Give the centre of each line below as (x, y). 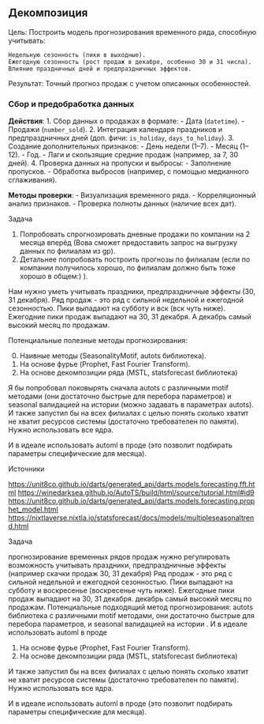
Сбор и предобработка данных (71, 104)
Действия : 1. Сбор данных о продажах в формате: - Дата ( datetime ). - (126, 121)
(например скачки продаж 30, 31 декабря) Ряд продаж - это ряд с (121, 574)
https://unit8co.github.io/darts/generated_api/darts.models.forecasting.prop (132, 501)
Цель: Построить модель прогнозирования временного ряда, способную (132, 32)
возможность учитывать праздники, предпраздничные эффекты (117, 565)
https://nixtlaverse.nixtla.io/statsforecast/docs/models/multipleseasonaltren (131, 518)
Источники (26, 469)
